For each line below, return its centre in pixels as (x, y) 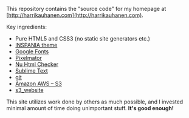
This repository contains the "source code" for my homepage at (86, 9)
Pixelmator (29, 58)
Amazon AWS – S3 (38, 84)
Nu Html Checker (37, 64)
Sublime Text (32, 71)
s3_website (29, 90)
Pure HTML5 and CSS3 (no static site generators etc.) (83, 38)
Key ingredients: (27, 27)
